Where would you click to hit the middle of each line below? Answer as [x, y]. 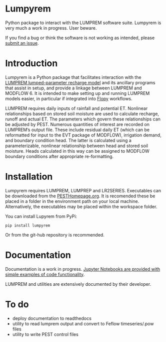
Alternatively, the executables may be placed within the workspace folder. [81, 206]
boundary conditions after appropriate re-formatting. [59, 156]
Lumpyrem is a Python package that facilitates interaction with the [73, 77]
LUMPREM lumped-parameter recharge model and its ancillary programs [80, 82]
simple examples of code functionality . [45, 274]
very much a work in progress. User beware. [51, 28]
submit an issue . [22, 43]
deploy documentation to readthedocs [52, 318]
